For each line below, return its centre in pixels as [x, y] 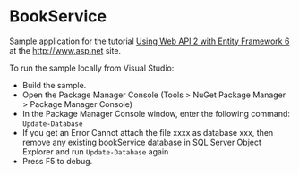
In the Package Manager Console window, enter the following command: [156, 113]
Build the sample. [54, 85]
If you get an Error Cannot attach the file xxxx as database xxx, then [148, 132]
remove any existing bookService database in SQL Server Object [142, 142]
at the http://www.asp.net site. [65, 50]
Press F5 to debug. [57, 161]
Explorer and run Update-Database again [95, 151]
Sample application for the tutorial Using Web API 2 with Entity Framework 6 [149, 41]
